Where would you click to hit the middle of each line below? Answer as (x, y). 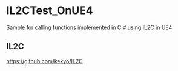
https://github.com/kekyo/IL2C (44, 61)
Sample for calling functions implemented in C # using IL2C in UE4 (89, 27)
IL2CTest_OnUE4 (50, 11)
